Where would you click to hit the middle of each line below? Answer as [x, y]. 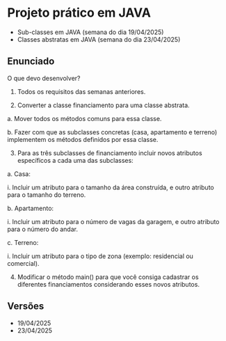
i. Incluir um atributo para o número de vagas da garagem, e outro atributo [114, 221]
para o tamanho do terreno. [47, 195]
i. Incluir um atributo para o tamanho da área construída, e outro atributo [111, 187]
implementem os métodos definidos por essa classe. [83, 139]
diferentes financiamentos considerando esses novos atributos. [108, 284]
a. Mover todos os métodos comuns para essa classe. [84, 118]
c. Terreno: [23, 242]
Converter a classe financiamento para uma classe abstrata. [103, 105]
